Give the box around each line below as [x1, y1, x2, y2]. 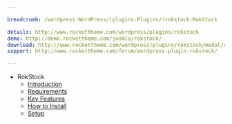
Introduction [27, 80, 63, 88]
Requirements [27, 87, 68, 96]
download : [7, 41, 36, 48]
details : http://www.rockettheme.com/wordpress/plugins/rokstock [7, 28, 199, 35]
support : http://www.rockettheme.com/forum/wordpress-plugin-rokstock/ [7, 48, 217, 55]
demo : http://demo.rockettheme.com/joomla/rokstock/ [7, 35, 162, 42]
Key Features [27, 94, 66, 103]
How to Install [27, 102, 67, 110]
